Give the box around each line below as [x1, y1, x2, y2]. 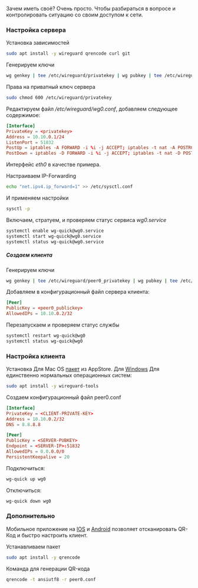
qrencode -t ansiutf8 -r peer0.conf [6, 576, 96, 582]
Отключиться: [6, 487, 42, 494]
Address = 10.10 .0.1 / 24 [6, 134, 65, 140]
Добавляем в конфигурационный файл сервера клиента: [6, 288, 150, 295]
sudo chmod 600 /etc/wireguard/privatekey [6, 95, 112, 101]
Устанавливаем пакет [6, 543, 61, 550]
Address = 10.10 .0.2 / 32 [6, 416, 65, 422]
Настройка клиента [6, 352, 66, 360]
